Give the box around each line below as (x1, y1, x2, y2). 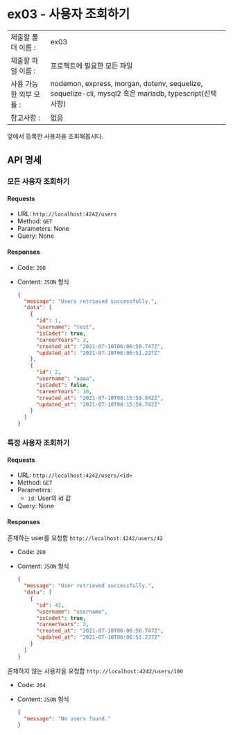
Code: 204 (17, 680, 46, 689)
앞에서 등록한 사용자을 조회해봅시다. (7, 132, 104, 140)
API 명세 (7, 154, 42, 166)
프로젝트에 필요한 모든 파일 (50, 60, 133, 70)
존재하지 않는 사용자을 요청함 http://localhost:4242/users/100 (7, 666, 184, 675)
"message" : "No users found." (24, 715, 111, 722)
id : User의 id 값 (27, 494, 71, 503)
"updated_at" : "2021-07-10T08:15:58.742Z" (35, 401, 161, 408)
